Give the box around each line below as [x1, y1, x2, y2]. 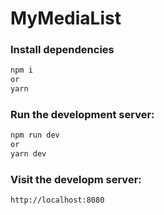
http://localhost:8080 [10, 195, 105, 206]
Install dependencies [10, 43, 115, 57]
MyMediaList [10, 7, 122, 30]
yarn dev [10, 149, 47, 159]
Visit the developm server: [10, 172, 142, 186]
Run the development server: [10, 108, 155, 122]
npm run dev [10, 130, 60, 141]
